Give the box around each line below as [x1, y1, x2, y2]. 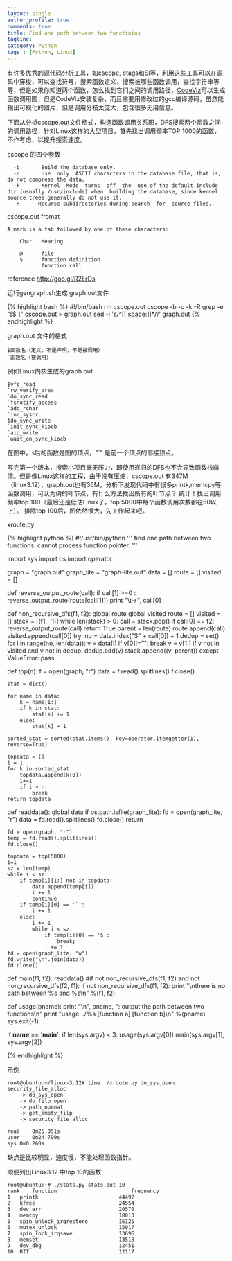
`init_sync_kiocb [7, 423, 57, 430]
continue [32, 895, 57, 902]
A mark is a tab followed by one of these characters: [7, 226, 169, 233]
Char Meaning [19, 238, 64, 245]
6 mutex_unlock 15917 [7, 1224, 135, 1231]
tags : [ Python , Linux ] [7, 49, 76, 56]
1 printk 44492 [7, 1193, 135, 1201]
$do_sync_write [7, 417, 51, 424]
